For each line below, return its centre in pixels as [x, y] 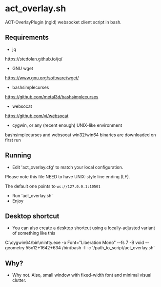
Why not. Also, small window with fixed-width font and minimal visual [82, 275]
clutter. [19, 280]
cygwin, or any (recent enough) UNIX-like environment [67, 125]
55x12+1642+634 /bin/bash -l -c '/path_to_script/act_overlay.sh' [90, 248]
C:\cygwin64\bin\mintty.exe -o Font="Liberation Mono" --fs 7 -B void [75, 242]
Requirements [27, 37]
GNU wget [22, 68]
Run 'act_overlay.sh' [32, 195]
